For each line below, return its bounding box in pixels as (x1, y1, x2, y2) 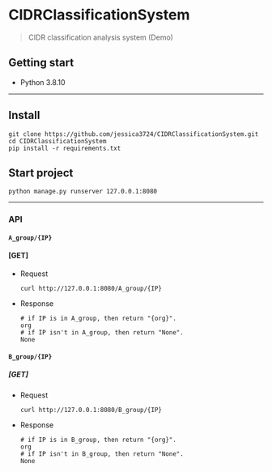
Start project (8, 166, 74, 180)
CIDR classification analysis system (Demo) (28, 32, 174, 42)
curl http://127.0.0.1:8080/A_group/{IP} (19, 285, 162, 293)
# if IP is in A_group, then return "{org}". (19, 314, 176, 323)
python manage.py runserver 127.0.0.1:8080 (8, 188, 158, 196)
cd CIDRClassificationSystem (8, 137, 107, 145)
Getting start (8, 56, 74, 70)
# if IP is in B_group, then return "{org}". (19, 436, 176, 444)
